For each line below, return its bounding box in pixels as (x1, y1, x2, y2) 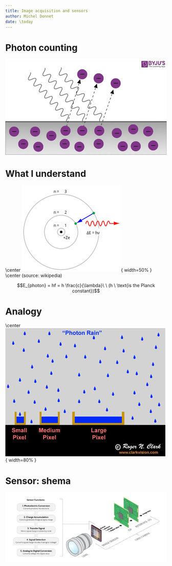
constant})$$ (72, 288, 100, 294)
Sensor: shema (5, 475, 71, 487)
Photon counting (5, 42, 78, 53)
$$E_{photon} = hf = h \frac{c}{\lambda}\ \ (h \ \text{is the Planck (17, 282, 155, 288)
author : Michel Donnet (5, 13, 54, 19)
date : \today (5, 19, 33, 24)
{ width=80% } (5, 457, 37, 463)
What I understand (5, 168, 87, 179)
